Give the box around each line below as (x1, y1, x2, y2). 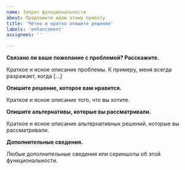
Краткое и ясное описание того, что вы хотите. (6, 96, 130, 104)
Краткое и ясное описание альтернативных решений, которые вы (6, 120, 179, 128)
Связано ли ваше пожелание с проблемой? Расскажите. (6, 54, 159, 61)
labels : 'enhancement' (6, 26, 64, 33)
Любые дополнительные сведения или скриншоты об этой (6, 150, 161, 158)
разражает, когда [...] (6, 72, 62, 80)
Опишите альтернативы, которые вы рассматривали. (6, 108, 151, 115)
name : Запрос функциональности (6, 9, 86, 15)
